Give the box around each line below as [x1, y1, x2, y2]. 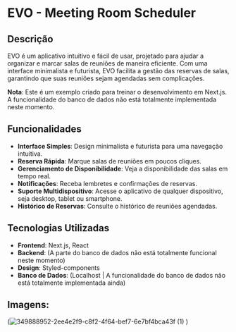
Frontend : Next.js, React [17, 241, 89, 250]
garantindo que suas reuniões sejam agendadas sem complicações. [7, 74, 205, 82]
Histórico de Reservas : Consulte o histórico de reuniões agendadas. [17, 202, 218, 210]
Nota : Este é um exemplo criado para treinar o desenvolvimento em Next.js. [7, 88, 228, 96]
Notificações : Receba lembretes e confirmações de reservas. [17, 179, 197, 187]
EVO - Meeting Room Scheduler [7, 5, 197, 21]
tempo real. [17, 171, 51, 180]
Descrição [7, 33, 54, 45]
